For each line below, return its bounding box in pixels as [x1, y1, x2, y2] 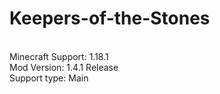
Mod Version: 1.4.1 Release [9, 61, 119, 73]
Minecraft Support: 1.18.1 [9, 50, 109, 62]
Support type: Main [9, 72, 89, 84]
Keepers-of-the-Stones [9, 7, 211, 30]
